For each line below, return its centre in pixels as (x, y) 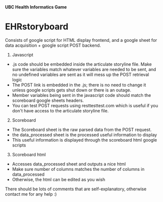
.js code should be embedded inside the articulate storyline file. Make (82, 64)
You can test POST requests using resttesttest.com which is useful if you (85, 105)
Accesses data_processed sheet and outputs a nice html (69, 164)
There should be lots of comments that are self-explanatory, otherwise (76, 189)
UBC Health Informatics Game (36, 7)
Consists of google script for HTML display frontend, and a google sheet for (81, 40)
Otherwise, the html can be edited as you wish (59, 179)
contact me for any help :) (31, 194)
